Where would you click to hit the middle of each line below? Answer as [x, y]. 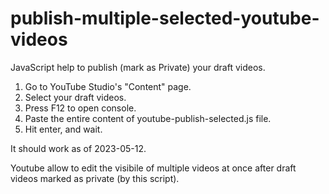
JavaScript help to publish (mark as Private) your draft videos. [138, 67]
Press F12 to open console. [80, 108]
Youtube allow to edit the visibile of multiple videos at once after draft [153, 168]
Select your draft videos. [75, 97]
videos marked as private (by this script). [95, 178]
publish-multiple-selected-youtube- [165, 18]
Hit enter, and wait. [63, 129]
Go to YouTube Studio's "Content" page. [108, 86]
